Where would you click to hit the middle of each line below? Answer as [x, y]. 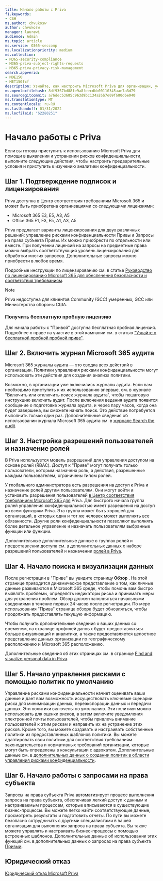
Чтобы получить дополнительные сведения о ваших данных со [71, 623]
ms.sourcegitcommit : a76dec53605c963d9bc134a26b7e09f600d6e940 [70, 95]
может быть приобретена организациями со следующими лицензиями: [80, 206]
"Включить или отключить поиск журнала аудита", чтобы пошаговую [77, 395]
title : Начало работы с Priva [36, 9]
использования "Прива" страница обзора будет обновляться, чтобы [76, 609]
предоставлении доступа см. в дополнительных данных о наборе [73, 546]
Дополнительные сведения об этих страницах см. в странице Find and [79, 653]
